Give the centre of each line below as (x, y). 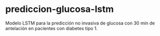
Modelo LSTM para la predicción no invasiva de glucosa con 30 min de (80, 23)
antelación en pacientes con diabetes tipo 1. (52, 28)
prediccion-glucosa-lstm (60, 9)
